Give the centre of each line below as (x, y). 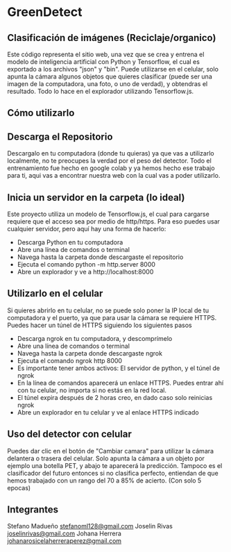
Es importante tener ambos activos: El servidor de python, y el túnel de (119, 368)
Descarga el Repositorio (60, 136)
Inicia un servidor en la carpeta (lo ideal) (96, 198)
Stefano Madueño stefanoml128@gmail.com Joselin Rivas (90, 526)
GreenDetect (45, 12)
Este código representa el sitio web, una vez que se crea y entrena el (106, 54)
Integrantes (33, 510)
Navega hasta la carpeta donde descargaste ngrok (90, 353)
